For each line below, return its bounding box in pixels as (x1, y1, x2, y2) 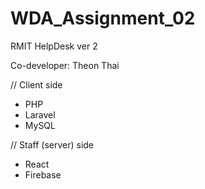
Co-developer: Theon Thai (10, 59, 120, 71)
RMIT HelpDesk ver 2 (10, 40, 98, 52)
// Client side (10, 78, 63, 91)
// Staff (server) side (10, 138, 95, 151)
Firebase (24, 168, 62, 181)
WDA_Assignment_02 (10, 7, 196, 30)
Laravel (24, 108, 56, 121)
